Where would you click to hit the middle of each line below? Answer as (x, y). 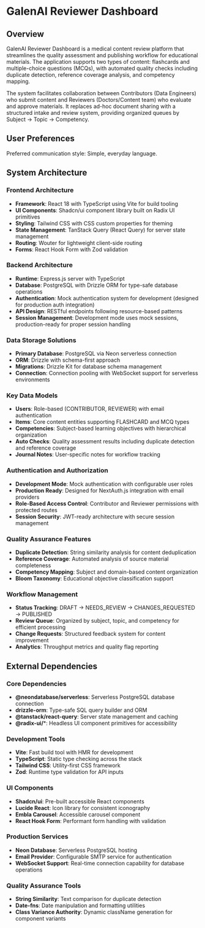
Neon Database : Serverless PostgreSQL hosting (76, 850)
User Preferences (40, 138)
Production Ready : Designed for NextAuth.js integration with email (99, 490)
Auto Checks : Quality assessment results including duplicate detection (105, 442)
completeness (33, 565)
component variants (40, 919)
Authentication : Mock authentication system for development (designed (107, 298)
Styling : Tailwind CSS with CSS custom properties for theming (94, 223)
